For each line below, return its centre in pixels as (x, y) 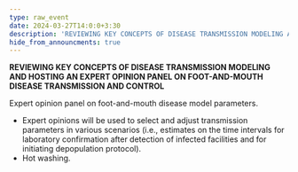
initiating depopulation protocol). (82, 149)
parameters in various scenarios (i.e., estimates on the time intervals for (153, 130)
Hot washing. (46, 158)
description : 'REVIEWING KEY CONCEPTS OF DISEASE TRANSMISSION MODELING (146, 34)
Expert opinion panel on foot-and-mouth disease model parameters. (134, 104)
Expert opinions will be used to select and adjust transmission (135, 121)
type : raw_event (39, 17)
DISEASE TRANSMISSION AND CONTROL (87, 86)
